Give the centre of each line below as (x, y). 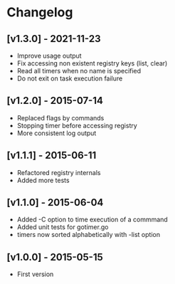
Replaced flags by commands (60, 117)
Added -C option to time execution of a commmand (92, 220)
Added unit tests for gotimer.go (63, 227)
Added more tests (43, 180)
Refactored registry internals (59, 172)
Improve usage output (49, 56)
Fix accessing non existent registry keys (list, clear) (92, 63)
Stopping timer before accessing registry (77, 125)
